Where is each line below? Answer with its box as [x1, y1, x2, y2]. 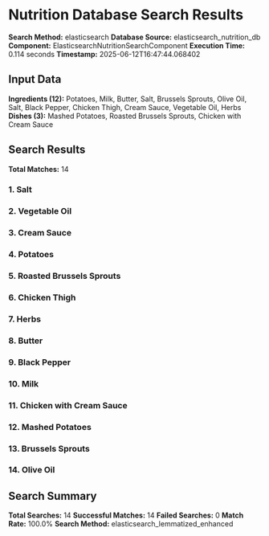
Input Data [8, 72, 62, 86]
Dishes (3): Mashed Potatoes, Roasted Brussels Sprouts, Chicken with [8, 111, 242, 121]
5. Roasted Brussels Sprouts [8, 271, 121, 282]
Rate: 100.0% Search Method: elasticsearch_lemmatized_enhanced [8, 519, 234, 529]
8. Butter [8, 335, 43, 346]
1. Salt [8, 184, 32, 195]
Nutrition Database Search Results [8, 6, 243, 24]
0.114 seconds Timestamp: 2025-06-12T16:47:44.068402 [8, 49, 201, 59]
